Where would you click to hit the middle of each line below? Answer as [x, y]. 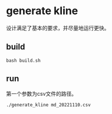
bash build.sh [24, 60]
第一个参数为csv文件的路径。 [42, 93]
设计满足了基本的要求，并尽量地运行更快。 [58, 28]
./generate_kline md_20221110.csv [49, 105]
